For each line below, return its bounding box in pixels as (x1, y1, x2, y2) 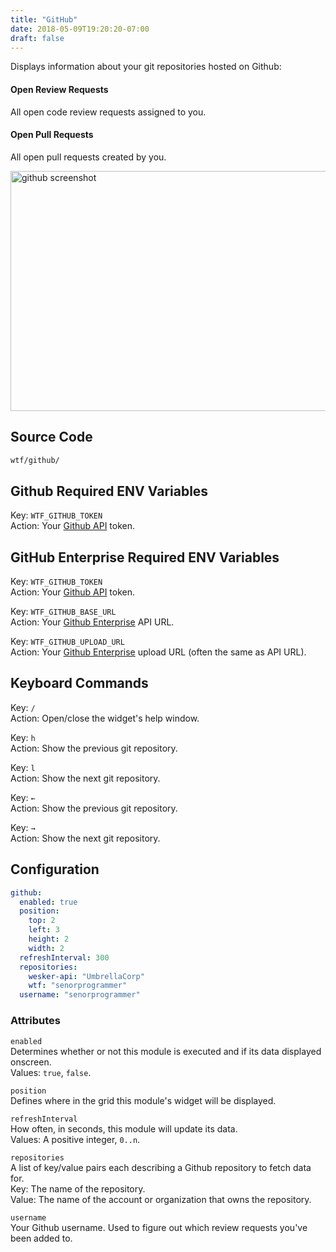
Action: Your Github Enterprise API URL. (10, 616, 175, 628)
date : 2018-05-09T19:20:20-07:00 (10, 24, 150, 34)
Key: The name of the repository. (10, 1182, 146, 1195)
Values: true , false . (10, 1066, 92, 1078)
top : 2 (28, 916, 56, 926)
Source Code (10, 429, 93, 446)
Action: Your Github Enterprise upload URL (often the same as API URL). (10, 646, 307, 658)
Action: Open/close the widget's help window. (10, 712, 200, 724)
